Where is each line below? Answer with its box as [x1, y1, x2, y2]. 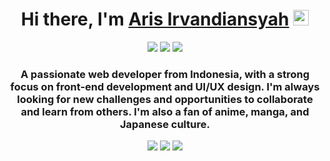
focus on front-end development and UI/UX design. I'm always [10, 79, 320, 93]
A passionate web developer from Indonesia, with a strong [20, 67, 310, 81]
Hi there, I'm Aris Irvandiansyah [20, 8, 290, 31]
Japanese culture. [120, 117, 210, 131]
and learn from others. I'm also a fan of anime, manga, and [20, 104, 310, 118]
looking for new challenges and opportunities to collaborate [16, 92, 314, 106]
